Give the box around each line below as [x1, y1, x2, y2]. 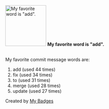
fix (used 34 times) [12, 72, 52, 78]
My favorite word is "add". [47, 41, 104, 47]
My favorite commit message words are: [5, 57, 90, 63]
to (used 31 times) [12, 77, 51, 83]
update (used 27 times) [12, 88, 62, 94]
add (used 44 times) [12, 66, 56, 72]
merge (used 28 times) [12, 83, 61, 89]
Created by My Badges [5, 98, 53, 104]
